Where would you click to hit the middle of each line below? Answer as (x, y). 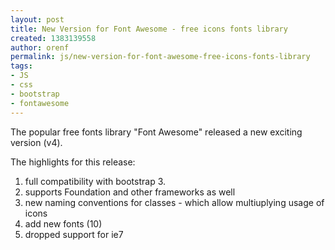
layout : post (37, 19)
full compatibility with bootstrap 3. (95, 181)
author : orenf (40, 47)
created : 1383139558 (53, 38)
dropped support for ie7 (74, 234)
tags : (21, 66)
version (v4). (36, 142)
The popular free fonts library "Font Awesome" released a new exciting (156, 132)
